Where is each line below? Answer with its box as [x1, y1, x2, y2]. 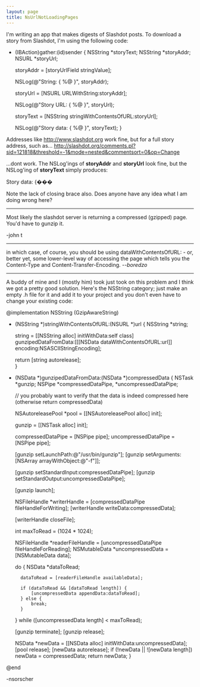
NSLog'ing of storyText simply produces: [6, 166, 108, 173]
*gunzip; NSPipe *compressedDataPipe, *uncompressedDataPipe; [14, 380, 179, 387]
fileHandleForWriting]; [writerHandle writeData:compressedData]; [14, 504, 176, 511]
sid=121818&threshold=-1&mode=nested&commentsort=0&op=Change [6, 148, 180, 156]
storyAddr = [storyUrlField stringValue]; [14, 66, 112, 73]
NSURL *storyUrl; [14, 55, 58, 62]
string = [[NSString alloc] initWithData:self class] [14, 332, 134, 339]
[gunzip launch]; [14, 486, 55, 493]
